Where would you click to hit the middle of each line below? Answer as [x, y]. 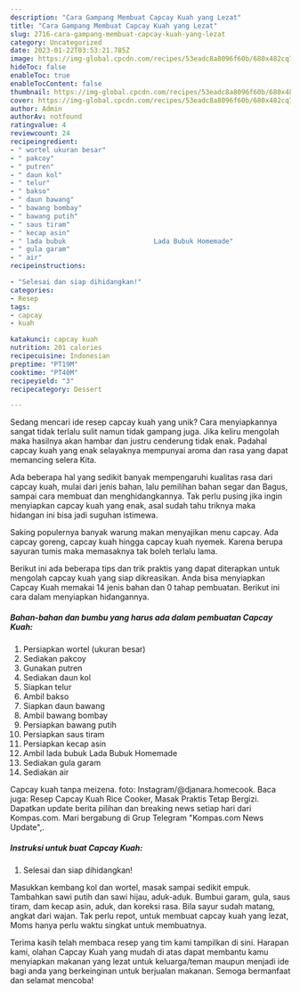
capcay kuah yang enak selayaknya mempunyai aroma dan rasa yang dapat [149, 451]
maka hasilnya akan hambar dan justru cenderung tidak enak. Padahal [139, 441]
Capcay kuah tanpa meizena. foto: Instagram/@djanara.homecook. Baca [143, 790]
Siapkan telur [47, 688]
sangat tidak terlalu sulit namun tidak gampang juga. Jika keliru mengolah [145, 432]
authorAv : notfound [46, 117]
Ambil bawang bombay [65, 716]
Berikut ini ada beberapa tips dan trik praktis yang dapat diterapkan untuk [145, 569]
